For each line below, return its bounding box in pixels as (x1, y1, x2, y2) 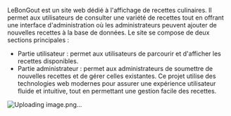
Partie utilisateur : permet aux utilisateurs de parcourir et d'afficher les (17, 49, 222, 58)
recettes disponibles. (17, 57, 79, 65)
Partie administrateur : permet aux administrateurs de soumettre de (17, 65, 213, 72)
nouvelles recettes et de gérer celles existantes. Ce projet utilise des (17, 72, 216, 80)
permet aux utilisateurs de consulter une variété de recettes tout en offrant (7, 13, 224, 22)
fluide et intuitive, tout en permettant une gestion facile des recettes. (17, 87, 217, 95)
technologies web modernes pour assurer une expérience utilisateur (17, 79, 216, 87)
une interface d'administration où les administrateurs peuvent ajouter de (7, 21, 217, 29)
